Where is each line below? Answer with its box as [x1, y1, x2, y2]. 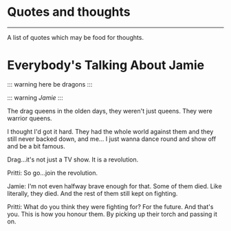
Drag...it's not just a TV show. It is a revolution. [7, 155, 139, 164]
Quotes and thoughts [7, 4, 131, 20]
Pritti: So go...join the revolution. [7, 168, 98, 177]
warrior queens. [7, 114, 53, 122]
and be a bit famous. [7, 142, 65, 150]
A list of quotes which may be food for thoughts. [7, 33, 144, 41]
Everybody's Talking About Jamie [7, 58, 205, 73]
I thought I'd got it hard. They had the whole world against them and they [7, 127, 214, 135]
